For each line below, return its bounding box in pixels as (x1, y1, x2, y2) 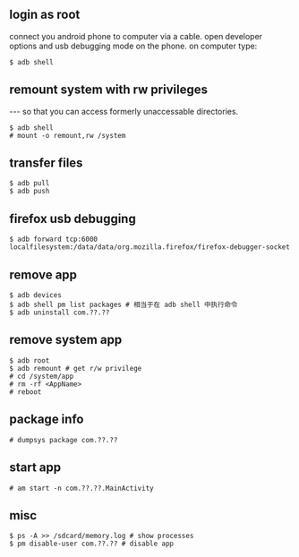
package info (9, 412, 84, 427)
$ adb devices (9, 291, 63, 300)
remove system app (9, 332, 123, 347)
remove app (9, 267, 78, 282)
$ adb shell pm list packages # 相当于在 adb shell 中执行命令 (9, 300, 238, 310)
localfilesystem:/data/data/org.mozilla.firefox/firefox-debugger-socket (9, 243, 291, 252)
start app (9, 460, 62, 476)
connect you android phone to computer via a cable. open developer (9, 30, 262, 41)
